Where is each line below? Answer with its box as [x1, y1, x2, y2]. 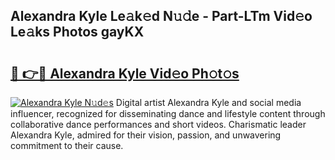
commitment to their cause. [10, 140, 124, 151]
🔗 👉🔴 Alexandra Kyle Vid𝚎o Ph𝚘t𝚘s [10, 65, 240, 82]
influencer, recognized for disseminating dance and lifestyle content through [10, 108, 326, 119]
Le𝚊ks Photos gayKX [10, 24, 145, 41]
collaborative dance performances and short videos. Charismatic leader [10, 119, 307, 130]
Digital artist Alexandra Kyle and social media [115, 97, 302, 108]
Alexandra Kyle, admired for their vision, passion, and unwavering [10, 129, 282, 141]
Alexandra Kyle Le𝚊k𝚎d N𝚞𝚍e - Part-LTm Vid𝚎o [10, 8, 313, 25]
